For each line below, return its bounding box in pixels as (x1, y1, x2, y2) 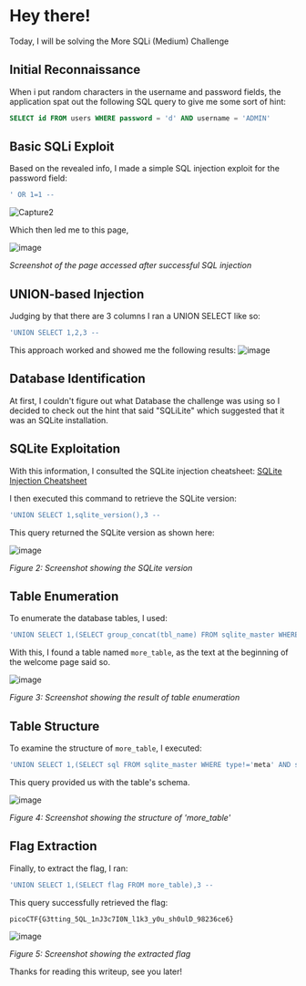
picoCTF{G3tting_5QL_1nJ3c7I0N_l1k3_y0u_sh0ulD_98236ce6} (9, 914, 234, 924)
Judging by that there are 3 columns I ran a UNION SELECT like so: (9, 311, 261, 322)
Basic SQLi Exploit (9, 139, 115, 155)
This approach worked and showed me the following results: (9, 345, 237, 356)
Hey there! (9, 5, 91, 26)
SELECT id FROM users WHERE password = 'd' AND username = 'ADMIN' (9, 113, 271, 123)
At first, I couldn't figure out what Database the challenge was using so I (9, 395, 280, 406)
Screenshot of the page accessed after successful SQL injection (9, 260, 252, 271)
